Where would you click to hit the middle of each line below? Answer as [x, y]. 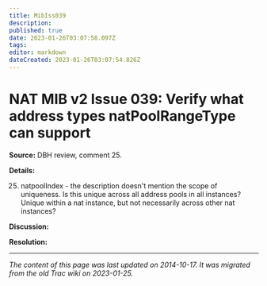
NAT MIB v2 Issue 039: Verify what [126, 99]
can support [50, 133]
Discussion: [29, 226]
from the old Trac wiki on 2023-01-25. [71, 273]
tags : [18, 45]
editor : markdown [38, 52]
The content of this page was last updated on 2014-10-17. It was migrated [130, 265]
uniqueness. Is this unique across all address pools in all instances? [130, 194]
